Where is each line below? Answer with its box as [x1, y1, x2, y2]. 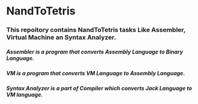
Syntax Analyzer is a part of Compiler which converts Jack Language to [6, 85, 193, 92]
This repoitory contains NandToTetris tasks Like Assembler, [6, 26, 186, 34]
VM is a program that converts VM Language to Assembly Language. [6, 70, 186, 77]
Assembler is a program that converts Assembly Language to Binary [6, 48, 183, 55]
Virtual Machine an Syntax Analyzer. [6, 33, 116, 41]
